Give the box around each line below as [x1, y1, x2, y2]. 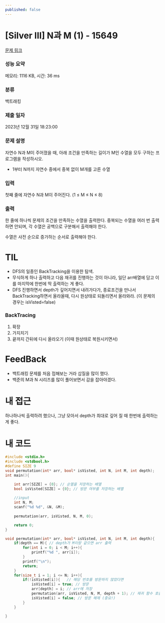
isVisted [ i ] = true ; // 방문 [31, 582, 89, 587]
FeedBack [5, 353, 47, 365]
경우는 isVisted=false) [12, 299, 56, 305]
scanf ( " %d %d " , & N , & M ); [14, 505, 65, 510]
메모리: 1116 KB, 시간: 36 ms [5, 72, 60, 79]
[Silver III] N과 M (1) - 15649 [5, 30, 118, 41]
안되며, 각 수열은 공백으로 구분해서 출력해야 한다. [14, 223, 107, 229]
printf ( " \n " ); [23, 559, 52, 564]
